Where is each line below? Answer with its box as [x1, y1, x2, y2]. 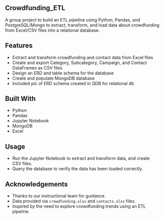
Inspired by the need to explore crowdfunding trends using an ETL [12, 203, 146, 209]
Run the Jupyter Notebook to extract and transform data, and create [12, 155, 150, 161]
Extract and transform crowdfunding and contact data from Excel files [12, 54, 153, 60]
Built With [5, 95, 36, 103]
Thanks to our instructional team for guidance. [12, 193, 106, 199]
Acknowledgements [5, 180, 68, 188]
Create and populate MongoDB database [12, 75, 95, 81]
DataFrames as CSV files [12, 65, 63, 70]
